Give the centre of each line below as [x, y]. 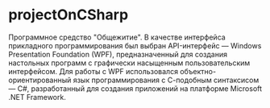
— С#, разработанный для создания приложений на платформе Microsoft [135, 88]
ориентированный [40, 80]
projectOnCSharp [69, 15]
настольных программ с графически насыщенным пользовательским [129, 63]
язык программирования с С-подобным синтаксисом [166, 80]
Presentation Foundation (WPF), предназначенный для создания [118, 54]
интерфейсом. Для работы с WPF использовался [93, 71]
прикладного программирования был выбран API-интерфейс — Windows [135, 45]
